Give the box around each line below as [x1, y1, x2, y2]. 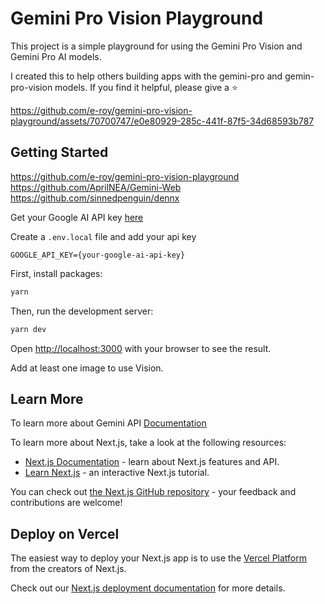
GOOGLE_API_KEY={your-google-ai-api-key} [10, 250, 186, 260]
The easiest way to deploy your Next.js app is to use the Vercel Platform [10, 552, 308, 564]
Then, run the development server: [10, 305, 154, 317]
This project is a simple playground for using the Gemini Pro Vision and [10, 40, 303, 52]
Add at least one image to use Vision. [10, 362, 164, 374]
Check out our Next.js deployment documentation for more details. [10, 582, 286, 594]
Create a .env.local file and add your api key [10, 230, 197, 242]
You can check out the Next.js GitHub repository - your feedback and [10, 486, 297, 498]
